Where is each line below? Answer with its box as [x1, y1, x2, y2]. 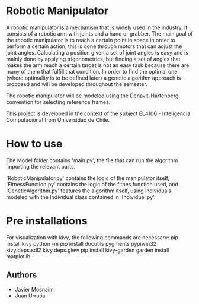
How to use [6, 137, 63, 151]
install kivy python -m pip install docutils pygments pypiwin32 [6, 240, 157, 247]
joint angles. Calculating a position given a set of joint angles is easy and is [6, 49, 188, 56]
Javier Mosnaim [14, 286, 54, 293]
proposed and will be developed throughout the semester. [6, 80, 148, 87]
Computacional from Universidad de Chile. [6, 116, 110, 123]
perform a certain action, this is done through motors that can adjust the [6, 43, 182, 50]
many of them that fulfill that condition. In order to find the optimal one [6, 68, 178, 75]
